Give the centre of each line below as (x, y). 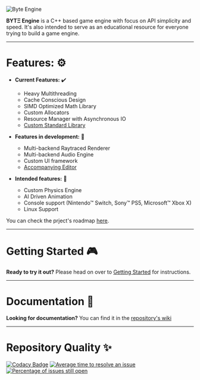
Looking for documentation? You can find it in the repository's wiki (89, 318)
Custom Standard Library (54, 125)
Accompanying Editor (50, 167)
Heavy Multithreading (50, 93)
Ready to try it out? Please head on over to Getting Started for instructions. (99, 272)
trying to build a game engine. (43, 33)
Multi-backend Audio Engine (59, 154)
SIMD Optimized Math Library (60, 106)
